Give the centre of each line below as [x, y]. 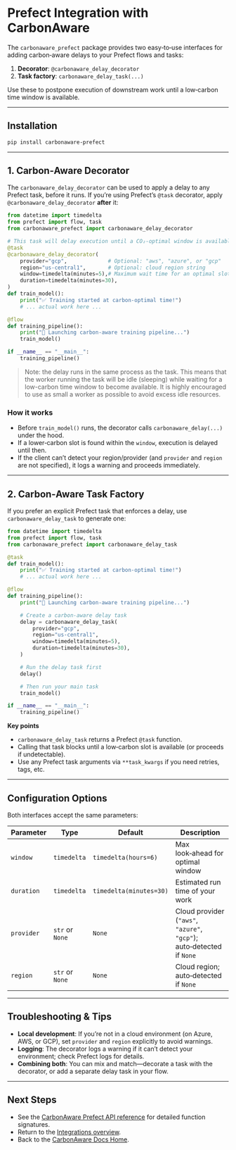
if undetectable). [41, 754]
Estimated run [198, 882]
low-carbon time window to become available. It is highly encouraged [125, 387]
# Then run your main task [59, 687]
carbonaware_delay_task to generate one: [67, 518]
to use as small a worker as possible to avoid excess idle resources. [123, 394]
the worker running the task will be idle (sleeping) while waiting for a [123, 379]
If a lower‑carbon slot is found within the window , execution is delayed [118, 443]
